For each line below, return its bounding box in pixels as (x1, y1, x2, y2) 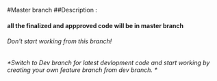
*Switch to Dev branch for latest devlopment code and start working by (7, 58, 210, 67)
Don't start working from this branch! (7, 37, 112, 45)
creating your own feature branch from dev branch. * (7, 65, 157, 74)
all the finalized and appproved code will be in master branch (7, 21, 184, 30)
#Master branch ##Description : (7, 6, 98, 14)
